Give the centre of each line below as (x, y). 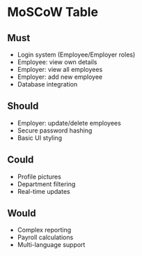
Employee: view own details (57, 62)
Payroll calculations (45, 237)
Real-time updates (44, 191)
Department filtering (46, 184)
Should (23, 106)
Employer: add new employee (60, 77)
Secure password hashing (55, 130)
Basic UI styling (40, 137)
